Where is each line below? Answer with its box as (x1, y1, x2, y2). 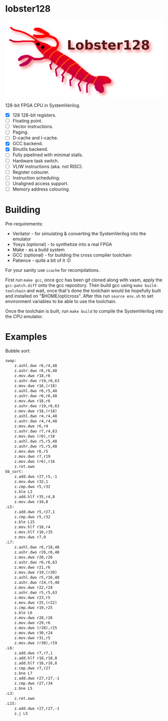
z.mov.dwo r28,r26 (14, 615, 53, 620)
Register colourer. (12, 169, 50, 175)
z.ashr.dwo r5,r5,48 (14, 444, 57, 449)
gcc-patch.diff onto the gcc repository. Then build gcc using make (5, 282, 143, 288)
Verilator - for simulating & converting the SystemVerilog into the (12, 230, 146, 236)
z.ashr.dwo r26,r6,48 (14, 550, 59, 555)
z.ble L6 (14, 610, 33, 615)
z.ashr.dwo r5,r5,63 (14, 590, 57, 595)
